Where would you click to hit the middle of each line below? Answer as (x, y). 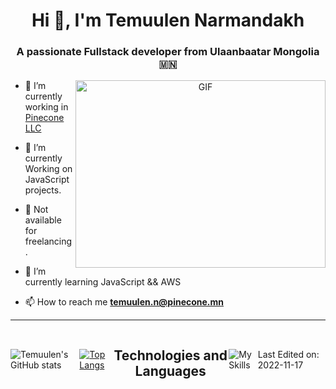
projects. (43, 190)
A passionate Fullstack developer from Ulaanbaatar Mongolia (168, 52)
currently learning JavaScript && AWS (103, 282)
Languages (170, 370)
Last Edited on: (288, 354)
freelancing (48, 241)
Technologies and (170, 355)
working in (46, 107)
